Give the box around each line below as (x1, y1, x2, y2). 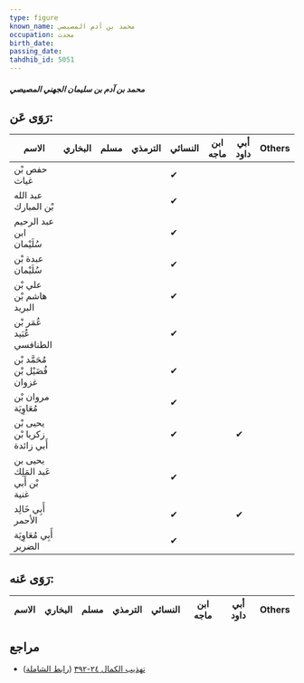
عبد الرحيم (14, 215, 54, 227)
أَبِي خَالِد (14, 503, 45, 515)
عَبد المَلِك (14, 466, 52, 478)
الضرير (14, 540, 41, 553)
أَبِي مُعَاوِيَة (14, 529, 53, 542)
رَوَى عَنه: (9, 571, 54, 586)
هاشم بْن (14, 290, 48, 303)
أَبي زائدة (14, 439, 48, 452)
